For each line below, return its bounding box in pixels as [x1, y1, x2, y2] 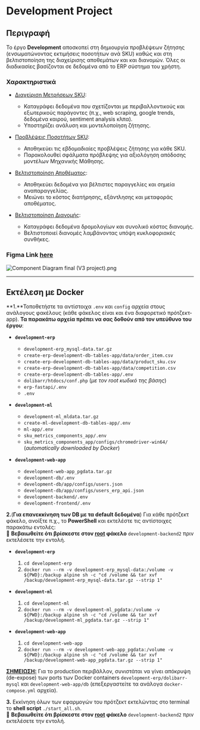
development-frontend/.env [23, 501, 91, 507]
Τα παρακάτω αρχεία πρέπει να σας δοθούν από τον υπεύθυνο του [20, 315, 192, 323]
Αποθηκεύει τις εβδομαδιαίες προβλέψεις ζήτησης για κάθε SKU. [23, 145, 186, 152]
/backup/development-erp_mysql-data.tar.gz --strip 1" [23, 578, 162, 584]
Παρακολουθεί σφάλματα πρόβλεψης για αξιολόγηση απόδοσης [23, 151, 186, 159]
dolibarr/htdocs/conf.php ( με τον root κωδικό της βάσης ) [23, 377, 167, 384]
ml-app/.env [23, 427, 54, 433]
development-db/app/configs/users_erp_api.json [23, 488, 144, 494]
